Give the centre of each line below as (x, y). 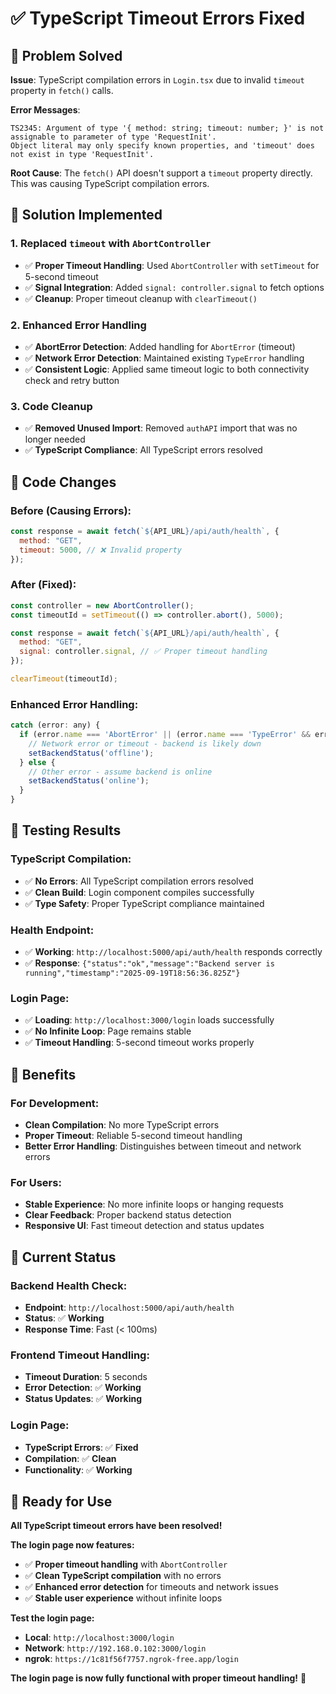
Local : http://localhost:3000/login (99, 1638)
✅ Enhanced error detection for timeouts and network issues (151, 1587)
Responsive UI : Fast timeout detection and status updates (144, 1226)
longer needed (55, 439)
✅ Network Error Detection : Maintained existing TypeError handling (164, 358)
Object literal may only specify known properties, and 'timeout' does (162, 146)
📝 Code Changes (63, 482)
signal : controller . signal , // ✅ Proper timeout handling (143, 652)
